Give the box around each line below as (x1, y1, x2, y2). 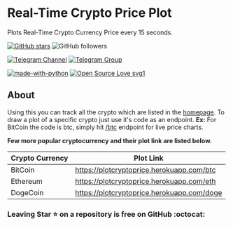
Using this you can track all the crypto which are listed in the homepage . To (7, 107, 225, 117)
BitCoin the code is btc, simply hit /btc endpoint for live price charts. (7, 123, 204, 131)
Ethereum (10, 176, 43, 186)
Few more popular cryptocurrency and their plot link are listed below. (7, 136, 212, 145)
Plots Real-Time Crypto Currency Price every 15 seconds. (7, 28, 173, 36)
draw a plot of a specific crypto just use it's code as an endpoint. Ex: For (7, 115, 217, 124)
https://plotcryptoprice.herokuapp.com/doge (74, 187, 223, 197)
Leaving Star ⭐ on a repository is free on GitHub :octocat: (7, 209, 205, 219)
